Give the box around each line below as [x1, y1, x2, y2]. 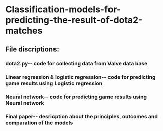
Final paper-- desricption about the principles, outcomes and [5, 113, 158, 120]
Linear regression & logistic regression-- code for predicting [5, 74, 156, 81]
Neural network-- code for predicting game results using [5, 93, 147, 100]
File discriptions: [5, 45, 59, 53]
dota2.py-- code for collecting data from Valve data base [5, 60, 148, 67]
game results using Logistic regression [5, 80, 102, 87]
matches [5, 25, 43, 36]
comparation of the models [5, 119, 73, 126]
